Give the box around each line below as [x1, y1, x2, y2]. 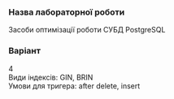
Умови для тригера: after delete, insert [8, 80, 141, 91]
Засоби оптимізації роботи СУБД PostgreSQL [8, 25, 166, 35]
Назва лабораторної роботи [8, 6, 125, 18]
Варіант [8, 45, 41, 57]
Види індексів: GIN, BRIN [8, 72, 94, 82]
